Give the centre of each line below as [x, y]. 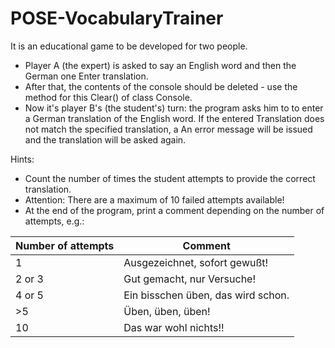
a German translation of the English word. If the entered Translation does [174, 118]
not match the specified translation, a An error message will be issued [168, 129]
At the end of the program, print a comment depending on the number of [174, 210]
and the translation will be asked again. [105, 139]
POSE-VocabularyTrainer [117, 18]
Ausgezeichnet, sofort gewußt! [196, 262]
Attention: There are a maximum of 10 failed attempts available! [154, 199]
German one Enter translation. [86, 76]
